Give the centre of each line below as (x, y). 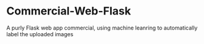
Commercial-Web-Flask (69, 11)
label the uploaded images (40, 34)
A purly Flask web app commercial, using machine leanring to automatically (102, 28)
